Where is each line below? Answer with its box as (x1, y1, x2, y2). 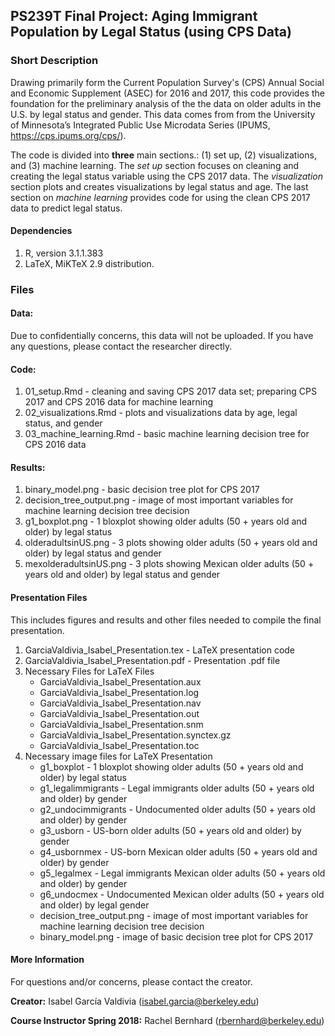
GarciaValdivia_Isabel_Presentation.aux (39, 675, 202, 688)
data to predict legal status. (10, 202, 123, 214)
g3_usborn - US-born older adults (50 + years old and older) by (39, 824, 302, 836)
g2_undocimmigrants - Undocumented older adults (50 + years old (39, 803, 316, 815)
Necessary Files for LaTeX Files (24, 665, 155, 677)
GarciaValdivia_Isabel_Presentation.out (39, 707, 200, 719)
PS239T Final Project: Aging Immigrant (10, 8, 258, 25)
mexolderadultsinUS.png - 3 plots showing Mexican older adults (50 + (24, 558, 315, 570)
